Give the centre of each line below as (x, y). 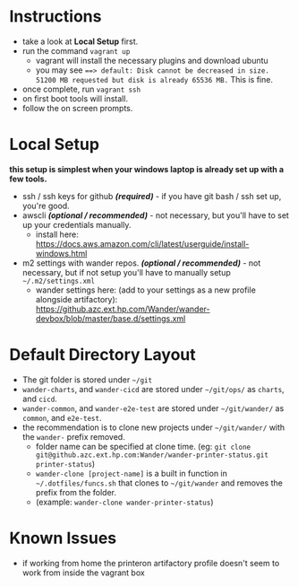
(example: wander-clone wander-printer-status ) (124, 502)
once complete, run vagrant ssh (81, 89)
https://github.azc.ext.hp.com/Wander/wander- (123, 309)
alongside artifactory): (77, 299)
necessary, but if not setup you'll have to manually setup (126, 272)
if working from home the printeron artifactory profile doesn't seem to (151, 563)
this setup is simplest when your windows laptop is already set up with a (147, 169)
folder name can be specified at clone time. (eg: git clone (143, 446)
